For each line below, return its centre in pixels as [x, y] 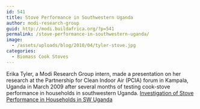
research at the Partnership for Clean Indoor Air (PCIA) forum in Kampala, [97, 80]
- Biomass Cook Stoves [40, 57]
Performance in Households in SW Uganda [59, 99]
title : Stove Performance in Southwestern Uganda [70, 17]
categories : [21, 51]
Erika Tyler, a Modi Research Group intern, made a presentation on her [94, 73]
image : [14, 40]
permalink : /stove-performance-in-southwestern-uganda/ [78, 34]
